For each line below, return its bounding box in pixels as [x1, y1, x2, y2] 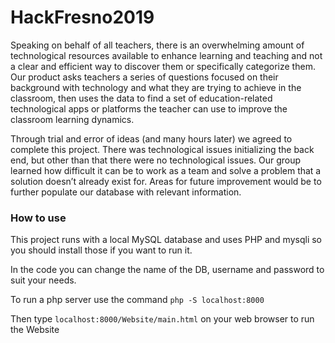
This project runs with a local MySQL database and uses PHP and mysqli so [10, 234, 322, 246]
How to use [10, 211, 67, 225]
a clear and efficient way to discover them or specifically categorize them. [10, 60, 316, 72]
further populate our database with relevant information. [10, 186, 242, 198]
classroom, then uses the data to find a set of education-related [10, 92, 273, 104]
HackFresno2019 [10, 6, 155, 29]
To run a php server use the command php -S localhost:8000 [10, 294, 265, 306]
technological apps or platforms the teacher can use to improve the [10, 102, 288, 115]
